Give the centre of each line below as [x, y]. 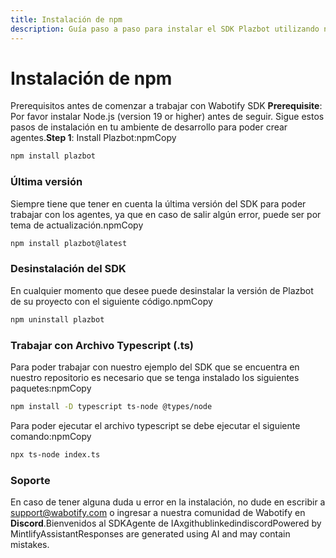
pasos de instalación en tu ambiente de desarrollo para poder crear [149, 127]
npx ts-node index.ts [55, 454]
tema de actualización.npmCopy [77, 225]
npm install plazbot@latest [69, 243]
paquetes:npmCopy [51, 388]
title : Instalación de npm [66, 19]
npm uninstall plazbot [57, 319]
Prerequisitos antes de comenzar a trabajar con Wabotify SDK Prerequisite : [166, 106]
